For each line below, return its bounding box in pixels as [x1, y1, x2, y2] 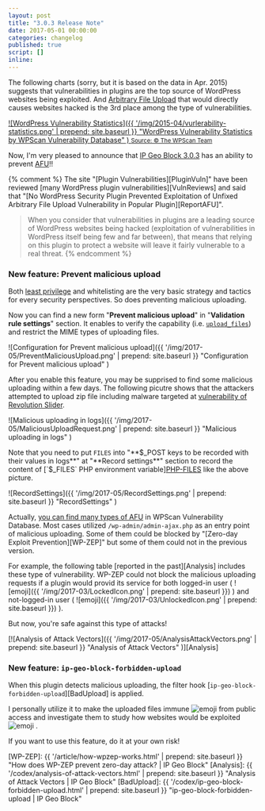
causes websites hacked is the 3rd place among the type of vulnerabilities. [8, 102, 252, 112]
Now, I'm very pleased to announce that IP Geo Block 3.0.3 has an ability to [8, 150, 253, 160]
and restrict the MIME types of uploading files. [8, 327, 160, 337]
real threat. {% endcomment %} [27, 248, 132, 258]
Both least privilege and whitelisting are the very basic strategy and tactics [8, 286, 252, 296]
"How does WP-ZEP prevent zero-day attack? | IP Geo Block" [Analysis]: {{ [8, 760, 253, 770]
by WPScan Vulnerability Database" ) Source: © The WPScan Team [8, 135, 213, 144]
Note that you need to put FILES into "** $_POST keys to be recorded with [8, 448, 249, 457]
